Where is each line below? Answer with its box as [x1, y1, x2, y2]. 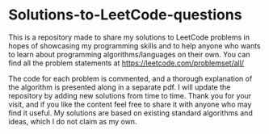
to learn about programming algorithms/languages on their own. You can [8, 49, 250, 59]
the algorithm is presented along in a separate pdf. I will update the [8, 82, 231, 92]
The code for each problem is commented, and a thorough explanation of [8, 73, 253, 83]
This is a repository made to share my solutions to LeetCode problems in [8, 32, 250, 42]
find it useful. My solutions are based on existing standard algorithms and [8, 107, 253, 118]
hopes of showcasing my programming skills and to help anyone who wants [8, 40, 261, 50]
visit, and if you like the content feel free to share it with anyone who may [8, 99, 252, 109]
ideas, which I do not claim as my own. [8, 116, 137, 126]
